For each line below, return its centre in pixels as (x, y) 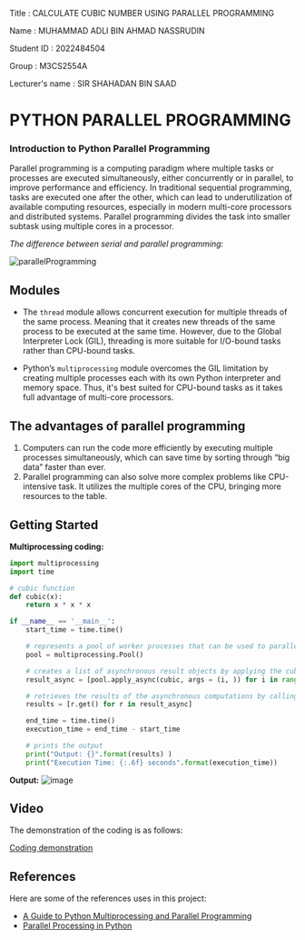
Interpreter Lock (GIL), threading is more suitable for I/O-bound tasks (152, 341)
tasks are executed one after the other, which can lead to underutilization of (151, 197)
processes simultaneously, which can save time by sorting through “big (156, 457)
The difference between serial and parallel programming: (117, 244)
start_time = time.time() (75, 630)
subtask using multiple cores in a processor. (92, 226)
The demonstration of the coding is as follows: (96, 830)
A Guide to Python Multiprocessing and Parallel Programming (137, 916)
